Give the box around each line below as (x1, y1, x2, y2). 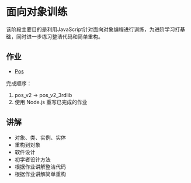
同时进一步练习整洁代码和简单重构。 (16, 33, 103, 40)
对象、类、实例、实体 (14, 134, 66, 141)
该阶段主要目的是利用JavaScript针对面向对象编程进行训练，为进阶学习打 (6, 26, 180, 33)
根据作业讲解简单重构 (14, 170, 66, 177)
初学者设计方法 (14, 156, 51, 163)
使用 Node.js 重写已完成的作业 (14, 98, 88, 105)
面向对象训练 (6, 5, 68, 19)
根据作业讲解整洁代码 (14, 163, 66, 170)
